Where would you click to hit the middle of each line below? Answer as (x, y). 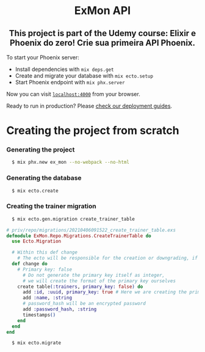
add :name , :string (47, 298)
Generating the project (41, 150)
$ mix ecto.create (35, 191)
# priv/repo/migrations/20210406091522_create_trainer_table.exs (91, 230)
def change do (30, 264)
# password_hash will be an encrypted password (84, 304)
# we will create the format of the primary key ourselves (99, 281)
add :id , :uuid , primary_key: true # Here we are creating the (105, 292)
